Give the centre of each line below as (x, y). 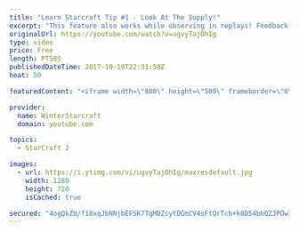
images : (24, 164)
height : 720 (47, 189)
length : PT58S (36, 59)
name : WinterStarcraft (59, 115)
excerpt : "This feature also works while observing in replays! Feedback (149, 26)
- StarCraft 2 (43, 148)
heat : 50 (25, 76)
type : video (31, 42)
